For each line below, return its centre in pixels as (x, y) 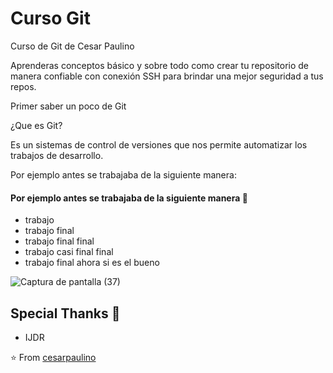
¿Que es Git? (36, 125)
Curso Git (50, 18)
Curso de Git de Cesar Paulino (72, 46)
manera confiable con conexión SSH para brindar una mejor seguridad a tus (167, 76)
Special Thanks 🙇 (65, 313)
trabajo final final (59, 241)
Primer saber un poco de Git (68, 106)
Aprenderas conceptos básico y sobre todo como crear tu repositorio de (160, 65)
